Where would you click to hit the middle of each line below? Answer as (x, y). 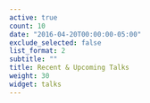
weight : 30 (29, 76)
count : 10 (28, 26)
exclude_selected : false (55, 43)
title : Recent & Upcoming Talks (69, 68)
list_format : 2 (37, 51)
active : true (33, 17)
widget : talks (36, 84)
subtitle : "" (33, 59)
